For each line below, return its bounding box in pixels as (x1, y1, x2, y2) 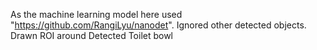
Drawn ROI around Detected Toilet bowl (10, 30, 174, 41)
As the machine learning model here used (10, 9, 183, 20)
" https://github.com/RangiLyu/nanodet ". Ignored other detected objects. (10, 19, 307, 31)
